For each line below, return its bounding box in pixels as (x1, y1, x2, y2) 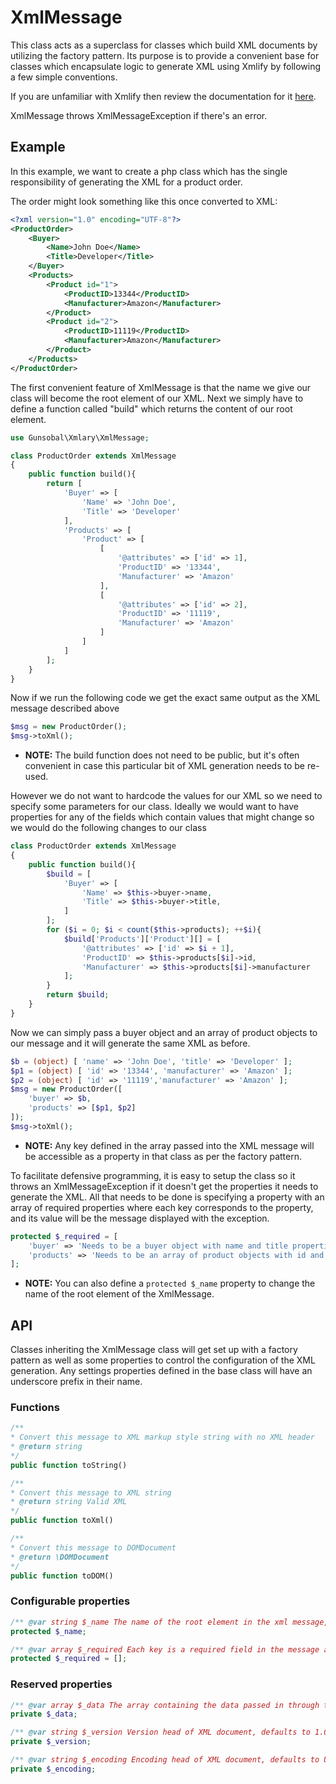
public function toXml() (10, 1516, 114, 1526)
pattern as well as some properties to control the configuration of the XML (10, 1354, 316, 1366)
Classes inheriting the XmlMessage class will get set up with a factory (10, 1344, 298, 1356)
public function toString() (10, 1460, 128, 1470)
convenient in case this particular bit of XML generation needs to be (24, 760, 305, 772)
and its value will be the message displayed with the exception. (10, 1212, 270, 1224)
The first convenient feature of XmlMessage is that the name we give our (10, 381, 312, 393)
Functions (10, 1400, 60, 1414)
